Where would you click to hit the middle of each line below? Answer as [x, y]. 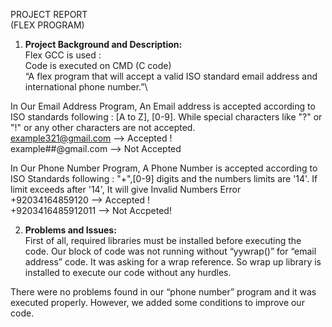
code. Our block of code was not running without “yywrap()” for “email [170, 251]
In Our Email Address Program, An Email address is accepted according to [163, 106]
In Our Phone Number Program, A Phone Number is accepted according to [164, 168]
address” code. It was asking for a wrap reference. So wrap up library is [173, 262]
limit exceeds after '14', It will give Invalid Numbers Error [126, 189]
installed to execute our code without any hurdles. [128, 272]
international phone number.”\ [86, 87]
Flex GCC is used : [63, 55]
